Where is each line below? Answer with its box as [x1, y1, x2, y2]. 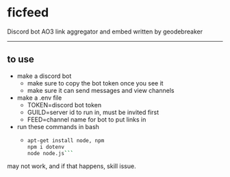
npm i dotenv [27, 144, 65, 150]
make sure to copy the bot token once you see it [27, 79, 164, 87]
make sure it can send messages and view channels [27, 86, 175, 94]
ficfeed [7, 5, 49, 21]
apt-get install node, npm [27, 137, 105, 144]
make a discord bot [16, 72, 72, 80]
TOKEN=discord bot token [27, 100, 101, 109]
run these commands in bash [16, 122, 99, 131]
